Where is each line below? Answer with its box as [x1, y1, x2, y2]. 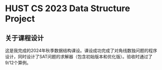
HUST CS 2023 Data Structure [5, 3, 131, 14]
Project [5, 13, 35, 24]
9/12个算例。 [5, 60, 31, 66]
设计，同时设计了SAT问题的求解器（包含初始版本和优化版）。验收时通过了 [5, 54, 153, 59]
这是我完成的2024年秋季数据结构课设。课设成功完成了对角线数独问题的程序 [5, 48, 158, 53]
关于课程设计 [5, 34, 44, 42]
